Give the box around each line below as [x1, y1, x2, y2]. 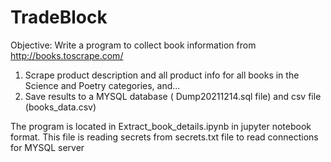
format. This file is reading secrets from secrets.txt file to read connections [10, 131, 319, 143]
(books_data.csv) [24, 101, 97, 113]
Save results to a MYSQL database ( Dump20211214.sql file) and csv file [24, 90, 322, 102]
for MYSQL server [10, 141, 85, 153]
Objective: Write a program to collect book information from [10, 39, 257, 51]
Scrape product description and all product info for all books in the [24, 69, 300, 81]
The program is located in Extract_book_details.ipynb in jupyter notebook [10, 120, 312, 132]
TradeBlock [10, 6, 108, 29]
